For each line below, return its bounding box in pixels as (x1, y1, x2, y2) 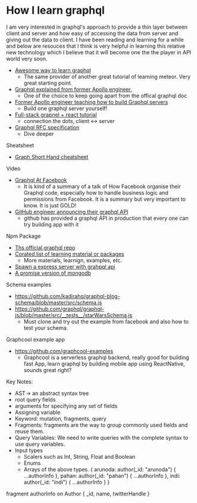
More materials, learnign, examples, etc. (23, 256, 123, 263)
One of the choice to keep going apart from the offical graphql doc (23, 92, 187, 99)
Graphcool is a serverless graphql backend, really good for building (23, 354, 189, 361)
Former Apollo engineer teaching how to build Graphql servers (14, 98, 168, 105)
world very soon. (6, 55, 48, 62)
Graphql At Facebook (14, 176, 67, 183)
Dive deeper (23, 130, 54, 137)
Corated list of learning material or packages (14, 250, 124, 257)
